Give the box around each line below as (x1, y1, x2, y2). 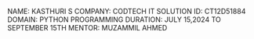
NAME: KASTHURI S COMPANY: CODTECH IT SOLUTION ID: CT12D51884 (7, 7, 246, 16)
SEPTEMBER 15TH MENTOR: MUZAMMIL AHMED (7, 23, 168, 32)
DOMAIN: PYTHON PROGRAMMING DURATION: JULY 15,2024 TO (7, 15, 221, 24)
